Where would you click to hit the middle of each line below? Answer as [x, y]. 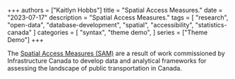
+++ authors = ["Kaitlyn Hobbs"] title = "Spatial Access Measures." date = [115, 10]
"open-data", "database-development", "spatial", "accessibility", [101, 25]
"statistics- [211, 25]
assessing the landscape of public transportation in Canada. [95, 68]
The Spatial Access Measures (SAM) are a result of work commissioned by [116, 53]
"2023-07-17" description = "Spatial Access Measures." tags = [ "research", [118, 17]
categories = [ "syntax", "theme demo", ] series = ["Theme [123, 32]
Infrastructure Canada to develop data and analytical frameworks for [107, 61]
